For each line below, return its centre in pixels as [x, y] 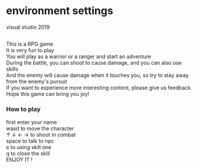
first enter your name [32, 122]
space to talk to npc [30, 141]
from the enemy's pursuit [37, 82]
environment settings [60, 11]
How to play [24, 109]
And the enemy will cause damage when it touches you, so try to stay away [98, 75]
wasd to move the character [40, 128]
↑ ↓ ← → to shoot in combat [41, 135]
